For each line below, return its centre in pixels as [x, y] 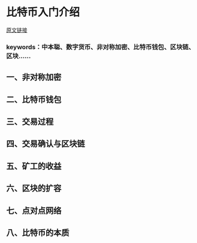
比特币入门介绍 [43, 12]
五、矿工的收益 [34, 166]
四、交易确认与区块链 [46, 144]
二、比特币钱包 [34, 99]
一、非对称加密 [34, 78]
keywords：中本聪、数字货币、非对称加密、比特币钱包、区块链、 [101, 47]
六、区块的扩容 [34, 188]
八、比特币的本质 [38, 233]
